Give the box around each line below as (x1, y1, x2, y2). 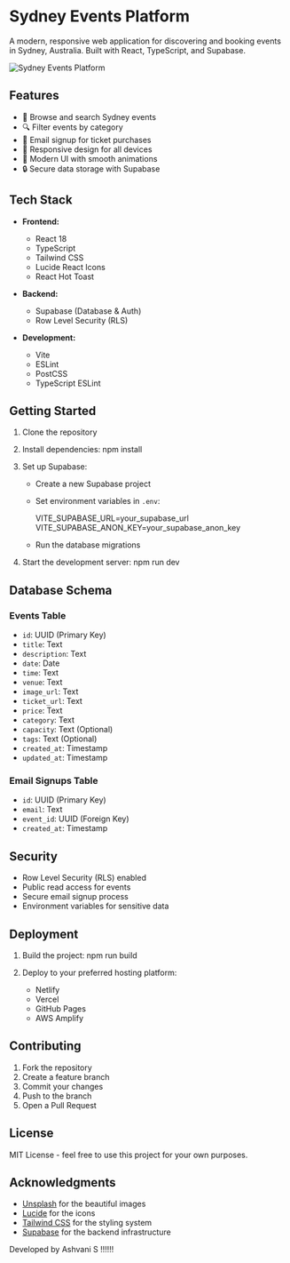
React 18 (35, 233, 67, 244)
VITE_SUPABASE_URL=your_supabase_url (35, 513, 189, 524)
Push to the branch (21, 1091, 92, 1101)
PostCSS (35, 368, 68, 379)
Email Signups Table (9, 774, 99, 787)
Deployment (9, 926, 79, 941)
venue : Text (21, 677, 63, 688)
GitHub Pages (35, 1003, 87, 1014)
